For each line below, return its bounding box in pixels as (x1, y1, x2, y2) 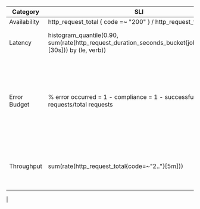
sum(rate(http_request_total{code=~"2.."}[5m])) (48, 162, 183, 170)
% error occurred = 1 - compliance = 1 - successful (48, 93, 195, 101)
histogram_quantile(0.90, (48, 31, 118, 39)
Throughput (9, 162, 43, 170)
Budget (9, 101, 30, 108)
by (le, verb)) (69, 46, 107, 54)
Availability (9, 18, 40, 26)
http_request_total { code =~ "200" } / (48, 18, 154, 26)
